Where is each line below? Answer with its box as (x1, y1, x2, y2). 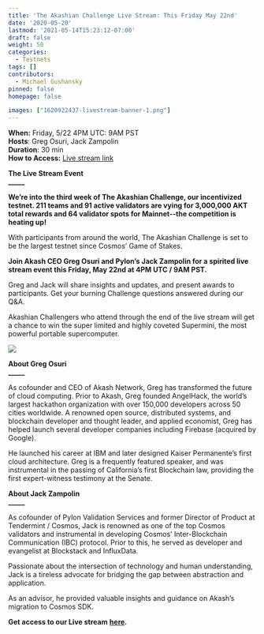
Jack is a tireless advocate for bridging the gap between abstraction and (8, 570, 244, 580)
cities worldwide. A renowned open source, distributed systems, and (8, 408, 231, 418)
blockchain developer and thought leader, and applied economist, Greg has (8, 416, 253, 426)
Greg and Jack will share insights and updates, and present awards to (8, 280, 235, 290)
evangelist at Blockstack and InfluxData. (8, 546, 139, 556)
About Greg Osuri (8, 359, 67, 369)
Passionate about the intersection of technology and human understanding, (8, 561, 254, 571)
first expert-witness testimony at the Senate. (8, 474, 153, 483)
